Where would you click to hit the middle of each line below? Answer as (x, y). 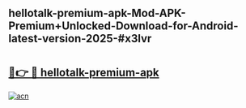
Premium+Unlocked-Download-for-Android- (123, 26)
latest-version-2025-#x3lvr (80, 39)
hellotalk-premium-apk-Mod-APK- (97, 13)
